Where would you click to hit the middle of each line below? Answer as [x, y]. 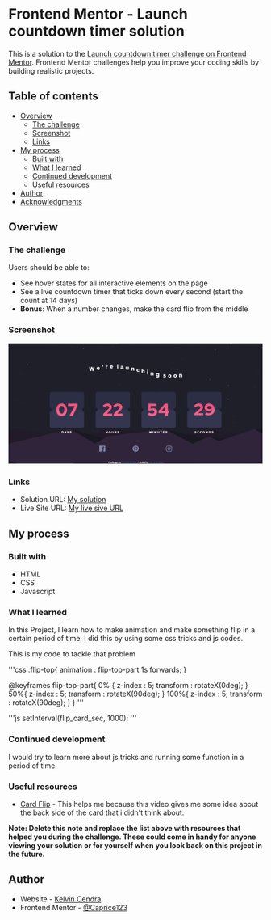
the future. [27, 855]
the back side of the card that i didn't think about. [102, 812]
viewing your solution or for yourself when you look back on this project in [135, 846]
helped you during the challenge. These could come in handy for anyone [132, 837]
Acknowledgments [51, 201]
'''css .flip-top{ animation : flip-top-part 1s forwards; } [98, 670]
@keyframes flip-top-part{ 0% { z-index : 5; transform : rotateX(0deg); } [128, 686]
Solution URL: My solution [63, 500]
